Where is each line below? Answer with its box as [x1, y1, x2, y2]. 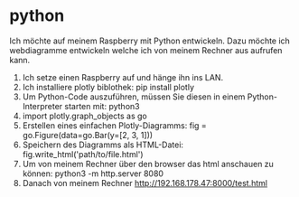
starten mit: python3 [64, 100, 140, 111]
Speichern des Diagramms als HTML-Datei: [22, 139, 183, 150]
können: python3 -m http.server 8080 [22, 168, 164, 179]
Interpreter [22, 100, 63, 111]
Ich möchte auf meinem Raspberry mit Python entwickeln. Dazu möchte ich [9, 35, 291, 46]
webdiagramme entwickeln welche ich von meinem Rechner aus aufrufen [9, 44, 283, 55]
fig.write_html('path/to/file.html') [22, 148, 144, 159]
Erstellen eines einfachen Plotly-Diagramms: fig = [22, 119, 208, 131]
